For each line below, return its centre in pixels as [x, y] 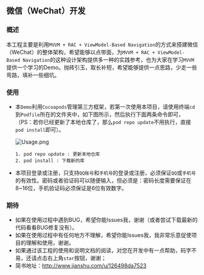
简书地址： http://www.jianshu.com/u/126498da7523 [81, 266]
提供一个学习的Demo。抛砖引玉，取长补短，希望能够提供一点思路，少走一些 [102, 67]
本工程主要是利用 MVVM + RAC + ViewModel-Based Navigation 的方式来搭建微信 [102, 44]
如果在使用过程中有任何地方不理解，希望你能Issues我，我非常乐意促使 [103, 235]
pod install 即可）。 [40, 130]
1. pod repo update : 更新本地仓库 [58, 154]
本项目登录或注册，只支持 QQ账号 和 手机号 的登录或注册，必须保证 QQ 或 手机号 [105, 172]
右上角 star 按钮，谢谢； [77, 258]
